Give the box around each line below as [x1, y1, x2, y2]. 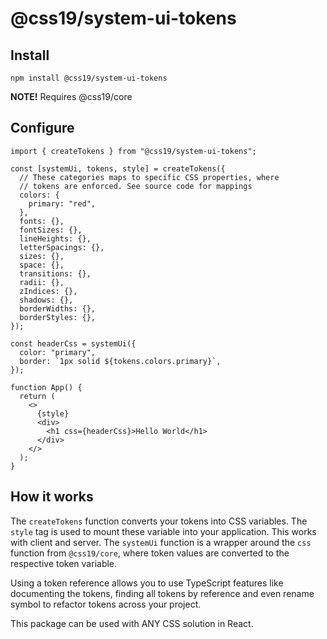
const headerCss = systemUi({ [10, 338, 137, 349]
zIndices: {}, [19, 286, 78, 296]
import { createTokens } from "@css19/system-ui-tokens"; [10, 146, 257, 156]
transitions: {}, [19, 268, 92, 279]
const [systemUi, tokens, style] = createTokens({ [10, 163, 226, 174]
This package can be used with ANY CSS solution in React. [10, 617, 254, 629]
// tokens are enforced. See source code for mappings [19, 181, 253, 191]
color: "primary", [19, 347, 97, 357]
